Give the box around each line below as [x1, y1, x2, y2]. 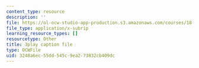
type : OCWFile [6, 47, 41, 53]
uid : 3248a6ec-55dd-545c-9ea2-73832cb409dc [6, 53, 115, 59]
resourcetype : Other [6, 36, 57, 42]
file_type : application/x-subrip [6, 25, 89, 31]
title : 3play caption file [6, 42, 73, 48]
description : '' [6, 14, 46, 20]
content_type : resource [6, 8, 65, 15]
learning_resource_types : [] [6, 31, 78, 37]
